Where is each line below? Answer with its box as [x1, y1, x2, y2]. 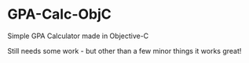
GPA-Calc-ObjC [7, 5, 112, 23]
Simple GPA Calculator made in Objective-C [7, 31, 149, 40]
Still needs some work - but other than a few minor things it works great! [7, 46, 242, 55]
